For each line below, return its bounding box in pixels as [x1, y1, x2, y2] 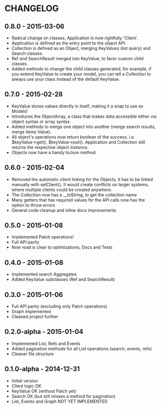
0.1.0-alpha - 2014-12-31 [4, 365, 80, 373]
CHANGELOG [4, 3, 59, 14]
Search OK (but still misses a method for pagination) [11, 393, 116, 399]
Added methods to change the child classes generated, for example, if [11, 66, 151, 72]
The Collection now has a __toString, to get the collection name [11, 192, 137, 198]
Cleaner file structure [11, 351, 54, 357]
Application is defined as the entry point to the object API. [11, 40, 126, 46]
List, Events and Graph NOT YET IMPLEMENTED [11, 398, 108, 404]
